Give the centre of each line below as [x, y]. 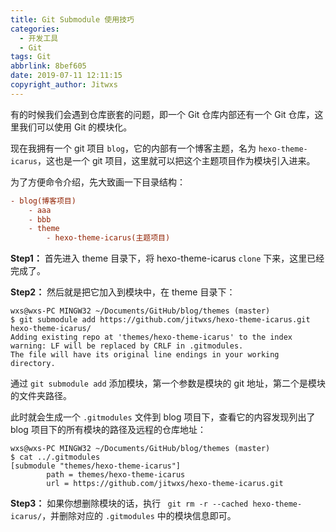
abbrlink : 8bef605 [48, 66]
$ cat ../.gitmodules [55, 457]
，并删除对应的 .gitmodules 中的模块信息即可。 [139, 516]
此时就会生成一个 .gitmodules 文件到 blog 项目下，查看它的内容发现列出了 [163, 417]
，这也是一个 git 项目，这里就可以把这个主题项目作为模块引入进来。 [176, 160]
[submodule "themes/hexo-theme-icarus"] [96, 466]
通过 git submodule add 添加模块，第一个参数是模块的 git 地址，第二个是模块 [168, 383]
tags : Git [31, 57]
